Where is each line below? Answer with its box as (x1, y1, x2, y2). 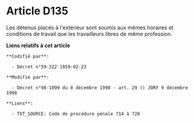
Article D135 (6, 4, 69, 18)
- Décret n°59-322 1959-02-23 (11, 64, 87, 70)
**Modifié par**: (6, 74, 50, 80)
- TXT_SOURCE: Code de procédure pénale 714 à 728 (11, 110, 140, 117)
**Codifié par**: (6, 53, 50, 59)
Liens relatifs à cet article (6, 42, 70, 49)
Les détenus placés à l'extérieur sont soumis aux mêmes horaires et (6, 24, 174, 31)
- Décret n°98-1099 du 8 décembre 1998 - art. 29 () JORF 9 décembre (11, 85, 188, 91)
